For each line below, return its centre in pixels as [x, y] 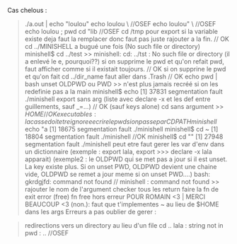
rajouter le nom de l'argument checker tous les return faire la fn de [122, 189]
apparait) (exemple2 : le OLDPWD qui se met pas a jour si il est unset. [126, 159]
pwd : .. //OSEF [47, 233]
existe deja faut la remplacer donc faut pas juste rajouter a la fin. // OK [127, 39]
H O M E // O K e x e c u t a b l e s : [60, 114]
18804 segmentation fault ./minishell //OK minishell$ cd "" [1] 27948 [124, 136]
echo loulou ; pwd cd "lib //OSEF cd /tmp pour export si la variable [121, 31]
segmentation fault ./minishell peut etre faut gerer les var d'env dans [125, 144]
